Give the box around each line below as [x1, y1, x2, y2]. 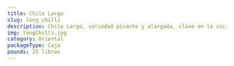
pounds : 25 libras [7, 49, 61, 56]
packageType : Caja [7, 42, 61, 49]
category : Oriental [7, 36, 64, 43]
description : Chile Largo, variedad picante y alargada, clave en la [7, 23, 214, 30]
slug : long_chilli [7, 16, 61, 23]
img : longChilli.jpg [7, 29, 68, 36]
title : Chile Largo [7, 10, 64, 17]
